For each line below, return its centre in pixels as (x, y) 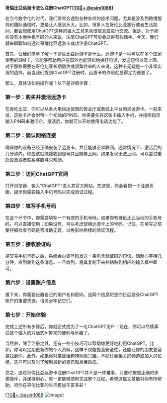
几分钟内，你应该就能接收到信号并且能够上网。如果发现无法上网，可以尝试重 (83, 153)
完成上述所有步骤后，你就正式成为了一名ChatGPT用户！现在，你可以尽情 (80, 327)
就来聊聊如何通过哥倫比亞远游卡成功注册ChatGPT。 (58, 43)
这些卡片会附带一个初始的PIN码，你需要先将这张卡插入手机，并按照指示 (87, 115)
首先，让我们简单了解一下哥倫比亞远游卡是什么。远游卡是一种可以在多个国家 (83, 54)
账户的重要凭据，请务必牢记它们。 (40, 301)
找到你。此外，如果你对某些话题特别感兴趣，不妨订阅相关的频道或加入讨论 (85, 356)
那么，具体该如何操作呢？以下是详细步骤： (49, 83)
